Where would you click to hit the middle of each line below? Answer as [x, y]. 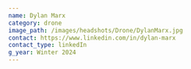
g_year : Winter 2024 [43, 52]
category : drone [35, 23]
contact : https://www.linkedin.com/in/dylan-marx [92, 38]
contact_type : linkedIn [48, 45]
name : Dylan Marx [37, 15]
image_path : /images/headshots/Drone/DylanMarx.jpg [95, 30]
